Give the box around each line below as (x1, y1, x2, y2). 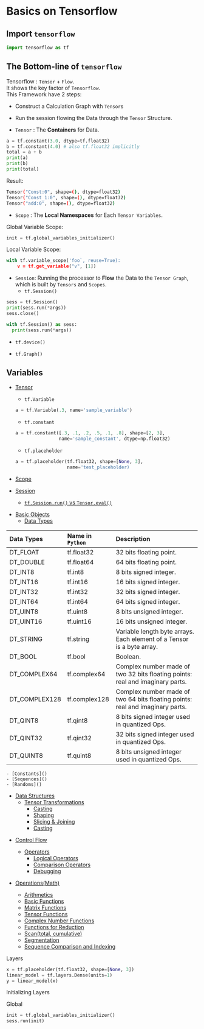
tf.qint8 (67, 716, 88, 724)
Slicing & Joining (33, 818, 75, 825)
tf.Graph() (15, 351, 43, 357)
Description (115, 534, 151, 543)
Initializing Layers (6, 989, 50, 996)
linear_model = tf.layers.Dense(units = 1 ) (6, 972, 113, 978)
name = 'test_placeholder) (66, 464, 130, 470)
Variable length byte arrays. (115, 627, 194, 635)
